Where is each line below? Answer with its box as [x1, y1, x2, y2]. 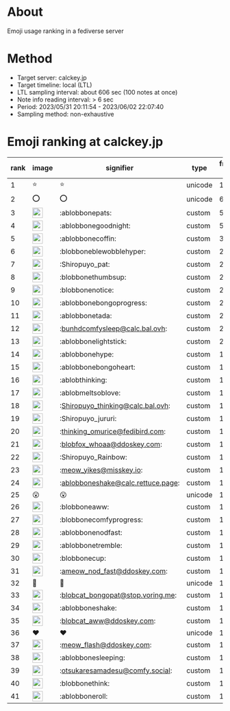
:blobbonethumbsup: [59, 272, 127, 282]
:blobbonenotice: [59, 285, 114, 295]
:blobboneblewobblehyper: [59, 246, 146, 256]
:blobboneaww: [59, 502, 110, 511]
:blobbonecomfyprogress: [59, 515, 144, 525]
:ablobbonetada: [59, 311, 112, 320]
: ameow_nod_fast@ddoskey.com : [59, 566, 168, 576]
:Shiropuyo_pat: [59, 259, 110, 269]
